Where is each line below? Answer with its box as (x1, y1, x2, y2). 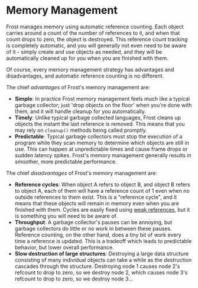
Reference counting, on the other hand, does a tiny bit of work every (14, 231, 181, 238)
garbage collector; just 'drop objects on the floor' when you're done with (14, 101, 192, 108)
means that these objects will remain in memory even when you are (14, 199, 179, 207)
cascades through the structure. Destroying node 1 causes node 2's (14, 263, 180, 270)
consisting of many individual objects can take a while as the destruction (14, 256, 192, 263)
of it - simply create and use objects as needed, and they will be (6, 48, 163, 55)
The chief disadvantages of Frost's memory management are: (6, 169, 158, 176)
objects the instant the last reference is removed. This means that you (14, 120, 185, 127)
